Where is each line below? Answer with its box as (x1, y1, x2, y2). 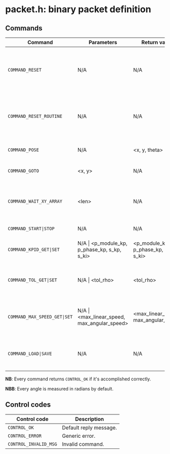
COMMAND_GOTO (8, 168, 39, 174)
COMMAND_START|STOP (8, 226, 55, 232)
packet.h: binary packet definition (5, 4, 151, 15)
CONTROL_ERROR (8, 433, 42, 439)
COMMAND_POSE (8, 147, 39, 153)
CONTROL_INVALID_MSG (8, 441, 57, 447)
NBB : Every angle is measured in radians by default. (5, 386, 114, 392)
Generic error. (62, 432, 96, 439)
